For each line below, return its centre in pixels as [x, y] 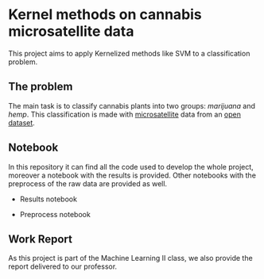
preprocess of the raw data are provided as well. [88, 183]
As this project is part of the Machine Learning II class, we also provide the [130, 258]
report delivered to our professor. [63, 266]
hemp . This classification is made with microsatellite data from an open [124, 114]
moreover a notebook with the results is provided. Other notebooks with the [132, 175]
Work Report [41, 239]
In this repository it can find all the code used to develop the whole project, [131, 166]
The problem [41, 87]
